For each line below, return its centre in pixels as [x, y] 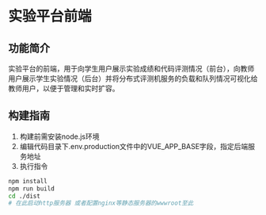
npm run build [32, 188]
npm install [28, 181]
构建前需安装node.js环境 [60, 136]
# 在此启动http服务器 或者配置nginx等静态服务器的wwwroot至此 [101, 203]
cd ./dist [25, 196]
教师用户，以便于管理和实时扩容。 [64, 88]
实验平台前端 [50, 16]
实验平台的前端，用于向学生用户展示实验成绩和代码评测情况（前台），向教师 [131, 69]
